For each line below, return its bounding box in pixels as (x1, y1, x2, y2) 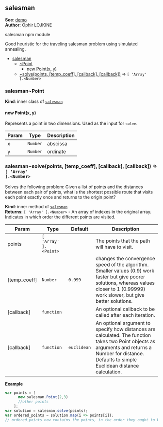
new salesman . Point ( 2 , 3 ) (17, 395, 68, 400)
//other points (17, 399, 49, 404)
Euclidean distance (95, 362, 139, 369)
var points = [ (5, 390, 36, 395)
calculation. (95, 368, 122, 375)
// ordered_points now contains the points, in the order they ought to (5, 417, 155, 422)
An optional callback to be (95, 306, 155, 312)
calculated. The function (95, 331, 151, 338)
